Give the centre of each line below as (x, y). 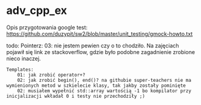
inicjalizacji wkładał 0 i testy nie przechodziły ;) (76, 96)
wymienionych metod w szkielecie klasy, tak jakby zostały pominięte (96, 86)
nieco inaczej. (24, 58)
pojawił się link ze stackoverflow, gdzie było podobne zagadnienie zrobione (101, 52)
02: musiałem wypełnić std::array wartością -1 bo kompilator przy (104, 91)
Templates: (20, 69)
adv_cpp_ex (37, 11)
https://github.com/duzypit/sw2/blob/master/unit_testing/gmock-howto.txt (100, 33)
